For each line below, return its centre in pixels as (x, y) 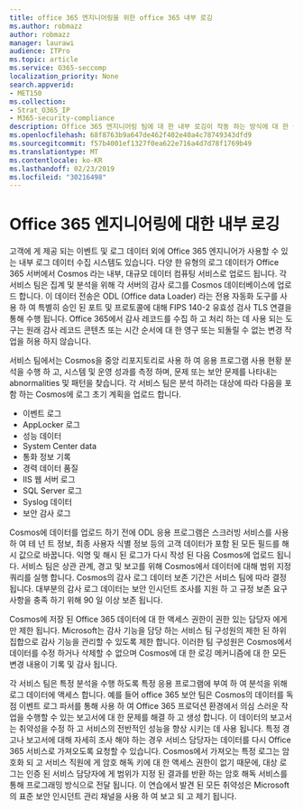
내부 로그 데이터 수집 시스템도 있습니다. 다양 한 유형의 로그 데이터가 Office (149, 262)
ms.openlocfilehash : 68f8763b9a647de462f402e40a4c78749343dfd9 (131, 135)
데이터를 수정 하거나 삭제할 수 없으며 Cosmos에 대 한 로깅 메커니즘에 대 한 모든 (148, 653)
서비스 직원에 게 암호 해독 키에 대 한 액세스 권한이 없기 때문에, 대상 (161, 762)
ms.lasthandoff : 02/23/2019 (62, 169)
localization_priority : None (64, 77)
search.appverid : (42, 85)
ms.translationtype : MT (54, 152)
